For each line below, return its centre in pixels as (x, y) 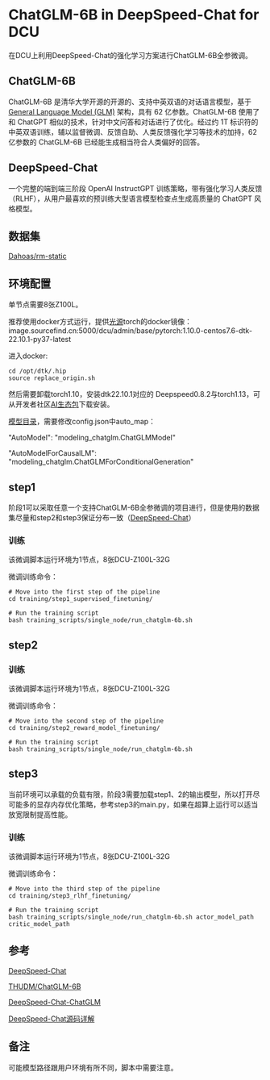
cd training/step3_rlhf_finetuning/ (70, 896)
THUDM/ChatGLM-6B (45, 986)
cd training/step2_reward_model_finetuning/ (84, 728)
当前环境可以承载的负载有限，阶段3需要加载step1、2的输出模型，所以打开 (131, 794)
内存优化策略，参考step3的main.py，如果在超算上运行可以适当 (154, 804)
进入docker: (28, 356)
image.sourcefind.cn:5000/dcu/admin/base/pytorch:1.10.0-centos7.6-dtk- (130, 331)
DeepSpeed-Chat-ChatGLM (54, 1002)
